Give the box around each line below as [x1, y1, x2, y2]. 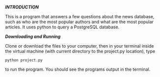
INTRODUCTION [5, 4, 39, 10]
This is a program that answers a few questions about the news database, [5, 14, 155, 19]
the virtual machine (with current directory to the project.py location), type [5, 49, 156, 54]
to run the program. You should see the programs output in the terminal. [5, 66, 151, 72]
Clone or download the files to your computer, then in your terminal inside [5, 43, 154, 49]
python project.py [5, 58, 43, 63]
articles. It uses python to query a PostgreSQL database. [5, 24, 120, 30]
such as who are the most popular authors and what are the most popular [5, 19, 154, 25]
